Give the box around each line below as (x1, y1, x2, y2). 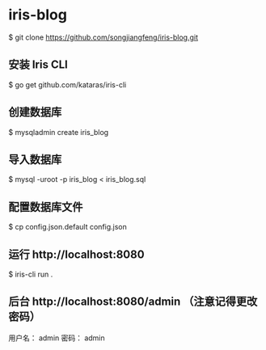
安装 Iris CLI (8, 58, 69, 72)
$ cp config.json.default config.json (8, 222, 128, 232)
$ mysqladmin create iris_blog (8, 127, 109, 137)
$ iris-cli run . (8, 269, 53, 279)
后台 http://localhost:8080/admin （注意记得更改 (8, 295, 258, 309)
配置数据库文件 (8, 200, 83, 213)
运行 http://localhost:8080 (8, 247, 145, 261)
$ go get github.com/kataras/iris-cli (8, 79, 127, 90)
